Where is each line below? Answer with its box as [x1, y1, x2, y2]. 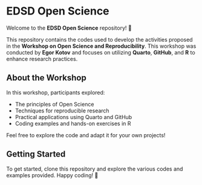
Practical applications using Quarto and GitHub [15, 113, 132, 120]
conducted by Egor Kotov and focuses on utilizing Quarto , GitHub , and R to [6, 48, 195, 56]
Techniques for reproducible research [15, 107, 110, 114]
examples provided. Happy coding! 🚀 [6, 171, 99, 179]
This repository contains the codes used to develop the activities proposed [6, 36, 193, 43]
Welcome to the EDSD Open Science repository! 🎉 [6, 24, 132, 31]
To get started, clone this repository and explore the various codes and [6, 165, 183, 172]
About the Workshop [6, 73, 86, 83]
